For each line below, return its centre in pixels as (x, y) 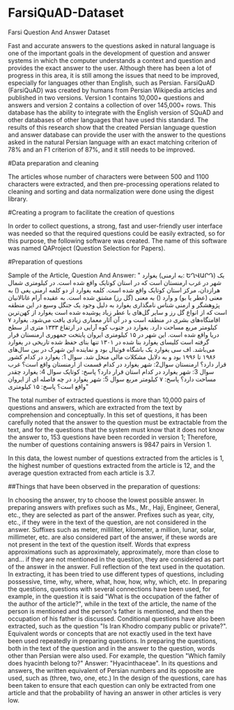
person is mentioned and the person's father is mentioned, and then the (111, 611)
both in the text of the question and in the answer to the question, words (111, 648)
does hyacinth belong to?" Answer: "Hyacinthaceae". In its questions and (113, 663)
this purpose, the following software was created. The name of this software (117, 241)
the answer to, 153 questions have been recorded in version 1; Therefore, (113, 437)
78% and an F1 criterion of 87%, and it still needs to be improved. (102, 149)
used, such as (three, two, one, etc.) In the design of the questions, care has (117, 678)
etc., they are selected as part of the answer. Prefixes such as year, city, (111, 515)
